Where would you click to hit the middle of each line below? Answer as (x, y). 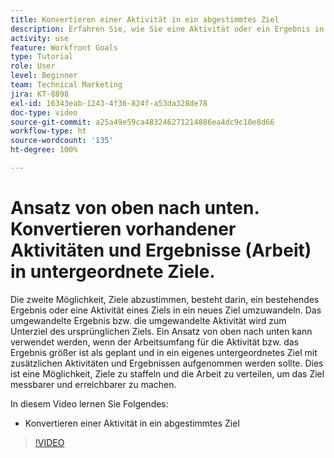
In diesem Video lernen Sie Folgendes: (89, 403)
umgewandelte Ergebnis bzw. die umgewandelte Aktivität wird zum (148, 320)
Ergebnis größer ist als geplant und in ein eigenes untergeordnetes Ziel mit (164, 352)
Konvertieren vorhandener (123, 229)
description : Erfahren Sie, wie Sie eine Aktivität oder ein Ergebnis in (167, 29)
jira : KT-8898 (40, 94)
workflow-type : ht (48, 131)
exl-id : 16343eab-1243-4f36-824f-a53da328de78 (109, 103)
